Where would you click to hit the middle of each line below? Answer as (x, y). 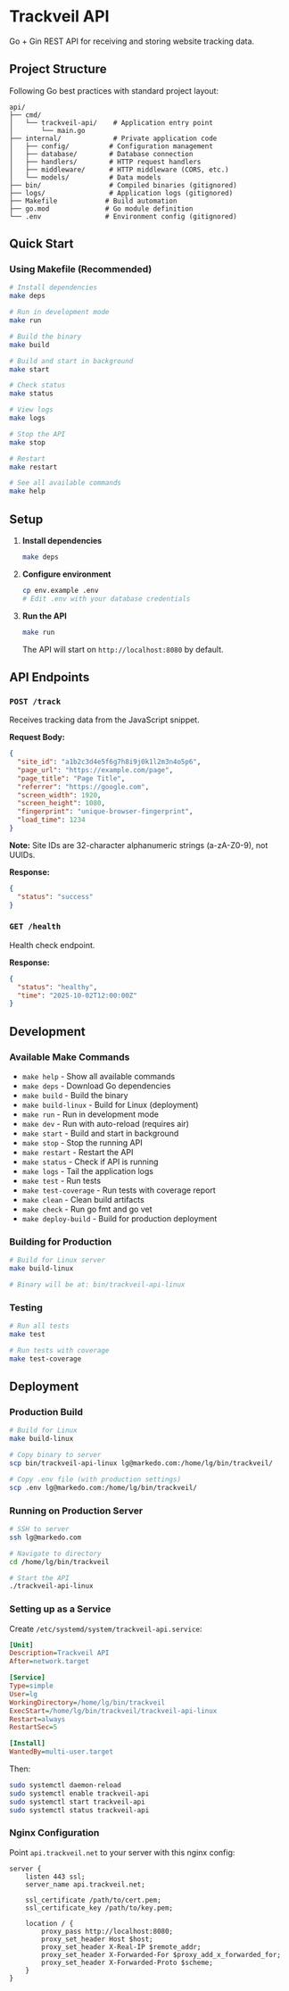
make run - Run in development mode (90, 1114)
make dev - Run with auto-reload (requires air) (106, 1124)
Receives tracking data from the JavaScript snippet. (104, 720)
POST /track (35, 701)
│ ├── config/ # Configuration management (111, 146)
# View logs (31, 410)
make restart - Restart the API (78, 1153)
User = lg (24, 1694)
